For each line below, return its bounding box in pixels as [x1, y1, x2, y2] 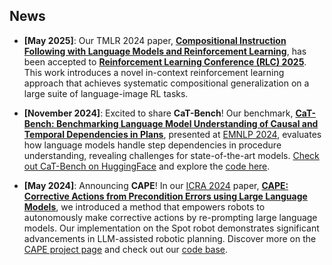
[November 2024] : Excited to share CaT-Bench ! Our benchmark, [23, 107, 294, 119]
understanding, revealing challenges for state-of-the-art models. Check [23, 149, 320, 161]
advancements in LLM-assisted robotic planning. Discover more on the [23, 232, 317, 244]
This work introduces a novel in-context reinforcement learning [23, 66, 285, 78]
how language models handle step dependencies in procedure [23, 139, 282, 151]
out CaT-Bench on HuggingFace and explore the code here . [23, 160, 271, 172]
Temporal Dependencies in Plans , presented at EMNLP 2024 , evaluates [23, 128, 322, 140]
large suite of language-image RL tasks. [23, 87, 189, 99]
